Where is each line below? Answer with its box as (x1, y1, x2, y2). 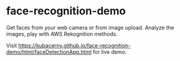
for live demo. (92, 48, 127, 55)
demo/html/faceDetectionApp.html (6, 48, 91, 55)
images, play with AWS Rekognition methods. (6, 30, 118, 37)
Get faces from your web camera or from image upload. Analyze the (6, 24, 175, 31)
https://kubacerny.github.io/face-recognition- (18, 42, 131, 49)
